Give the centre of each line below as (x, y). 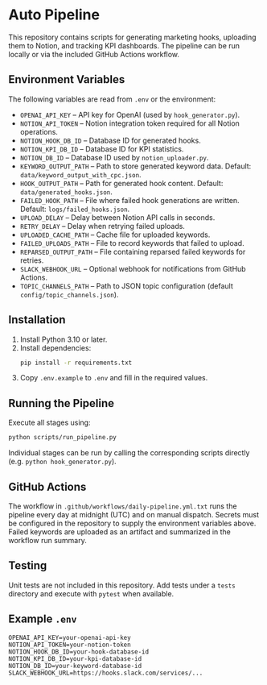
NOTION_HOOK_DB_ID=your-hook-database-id (79, 652)
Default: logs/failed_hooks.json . (75, 209)
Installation (37, 320)
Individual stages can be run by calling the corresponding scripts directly (129, 453)
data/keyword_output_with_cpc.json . (81, 174)
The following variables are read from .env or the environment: (112, 99)
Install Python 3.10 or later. (64, 339)
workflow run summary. (47, 540)
